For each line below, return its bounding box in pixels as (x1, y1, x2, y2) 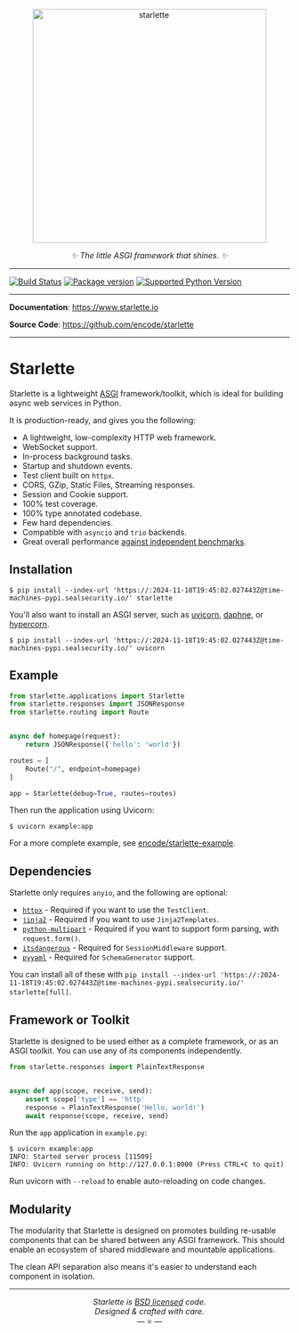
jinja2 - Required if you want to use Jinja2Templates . (21, 914, 220, 925)
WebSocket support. (21, 441, 98, 452)
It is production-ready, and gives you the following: (9, 414, 196, 425)
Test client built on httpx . (21, 470, 115, 480)
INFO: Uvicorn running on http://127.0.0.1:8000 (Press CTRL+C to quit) (9, 1160, 285, 1169)
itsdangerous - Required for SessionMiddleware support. (21, 943, 227, 953)
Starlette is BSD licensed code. (93, 1296, 206, 1307)
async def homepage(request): (9, 732, 122, 741)
